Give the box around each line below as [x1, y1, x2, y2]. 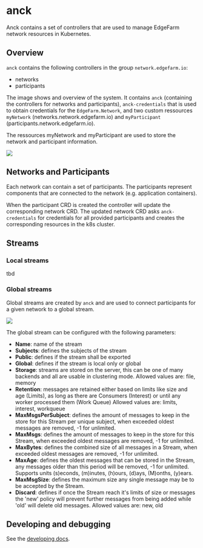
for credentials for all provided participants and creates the [37, 214, 185, 222]
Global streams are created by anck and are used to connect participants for [6, 299, 196, 306]
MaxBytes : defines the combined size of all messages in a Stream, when [15, 444, 198, 451]
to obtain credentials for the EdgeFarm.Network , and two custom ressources [6, 107, 193, 114]
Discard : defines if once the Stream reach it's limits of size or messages [15, 489, 196, 496]
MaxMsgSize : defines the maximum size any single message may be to [15, 476, 195, 483]
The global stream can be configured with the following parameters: [6, 328, 176, 336]
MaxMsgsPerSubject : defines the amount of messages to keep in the [15, 411, 190, 419]
